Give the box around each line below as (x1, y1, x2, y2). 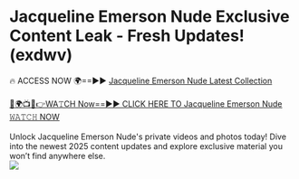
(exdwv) (9, 45, 73, 65)
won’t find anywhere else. (9, 150, 106, 161)
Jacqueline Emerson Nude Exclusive (9, 6, 290, 27)
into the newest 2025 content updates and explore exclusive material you (9, 140, 284, 151)
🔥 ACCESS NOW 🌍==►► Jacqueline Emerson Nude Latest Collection (9, 75, 273, 86)
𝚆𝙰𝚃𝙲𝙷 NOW (9, 111, 61, 122)
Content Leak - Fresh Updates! (9, 25, 245, 46)
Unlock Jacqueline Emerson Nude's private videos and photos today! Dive (9, 131, 287, 142)
